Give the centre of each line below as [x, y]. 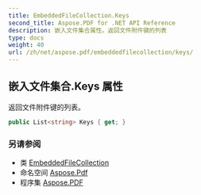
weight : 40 [26, 45]
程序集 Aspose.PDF [51, 182]
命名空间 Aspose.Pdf [54, 172]
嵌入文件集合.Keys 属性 [66, 87]
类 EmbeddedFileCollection [64, 162]
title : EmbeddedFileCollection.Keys [69, 15]
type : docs [26, 38]
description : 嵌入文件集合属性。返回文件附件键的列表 [88, 30]
